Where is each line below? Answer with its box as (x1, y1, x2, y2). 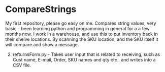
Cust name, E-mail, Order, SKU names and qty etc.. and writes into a (12, 56, 156, 62)
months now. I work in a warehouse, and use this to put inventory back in (5, 31, 158, 37)
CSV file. (12, 62, 31, 68)
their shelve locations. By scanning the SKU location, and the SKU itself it (5, 36, 158, 42)
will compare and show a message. (5, 41, 79, 47)
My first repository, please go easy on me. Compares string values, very (5, 20, 156, 26)
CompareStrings (5, 4, 77, 15)
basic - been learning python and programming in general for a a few (5, 25, 150, 31)
